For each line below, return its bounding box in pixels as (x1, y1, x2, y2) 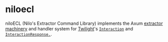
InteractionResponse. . (5, 31, 52, 37)
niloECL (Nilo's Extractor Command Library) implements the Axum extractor (5, 20, 163, 26)
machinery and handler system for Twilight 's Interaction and (5, 25, 133, 31)
